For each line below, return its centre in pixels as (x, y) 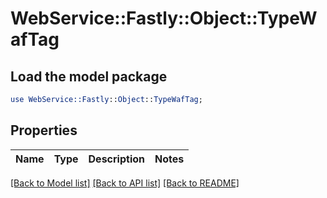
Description (116, 159)
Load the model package (89, 76)
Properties (44, 130)
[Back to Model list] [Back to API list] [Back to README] (125, 183)
